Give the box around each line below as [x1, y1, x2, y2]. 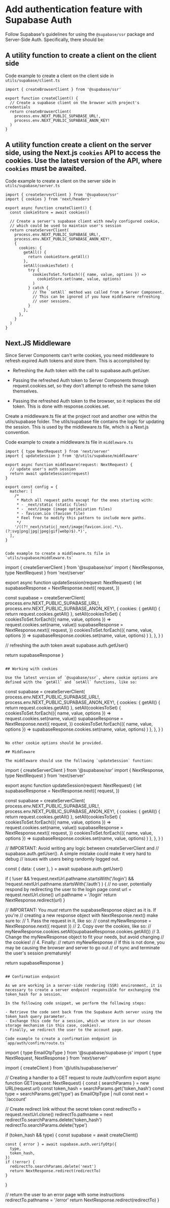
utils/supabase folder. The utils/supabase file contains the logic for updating [5, 418, 165, 424]
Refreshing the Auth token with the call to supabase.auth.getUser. [12, 368, 151, 374]
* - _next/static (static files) [16, 502, 87, 508]
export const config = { [5, 484, 58, 490]
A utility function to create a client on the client [5, 51, 157, 60]
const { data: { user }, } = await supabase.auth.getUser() [5, 866, 123, 872]
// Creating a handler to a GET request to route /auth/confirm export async [5, 1075, 161, 1081]
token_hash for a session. [5, 992, 62, 997]
